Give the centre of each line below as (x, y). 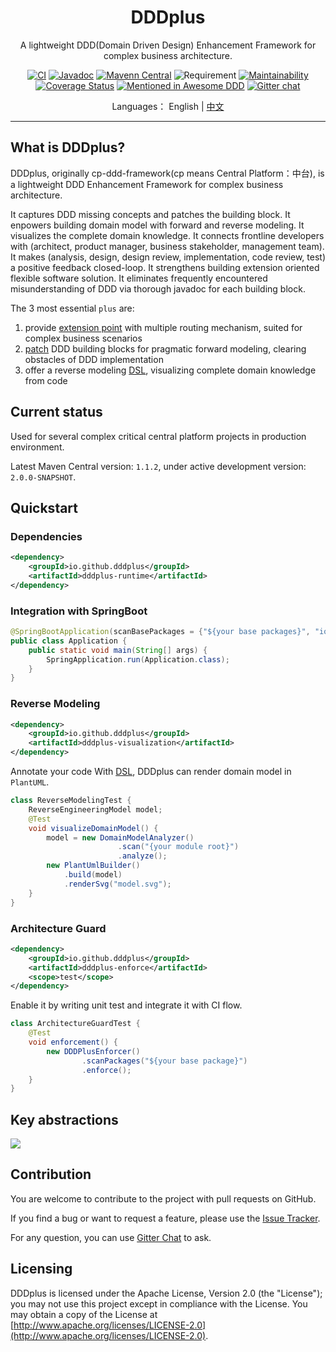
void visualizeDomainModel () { (93, 828)
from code (46, 380)
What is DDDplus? (68, 147)
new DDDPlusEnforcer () (93, 1051)
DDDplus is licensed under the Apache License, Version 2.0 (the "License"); (166, 1293)
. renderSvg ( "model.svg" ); (117, 884)
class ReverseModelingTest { (71, 801)
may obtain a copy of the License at (84, 1314)
